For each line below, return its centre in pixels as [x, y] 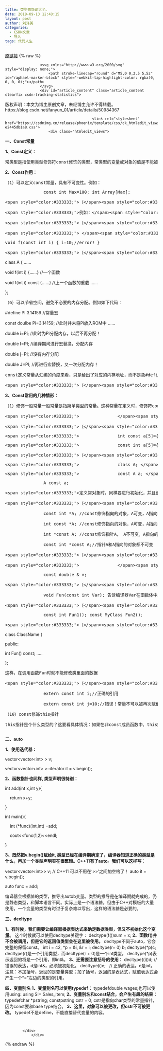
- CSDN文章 [20, 32]
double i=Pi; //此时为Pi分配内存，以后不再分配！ [53, 333]
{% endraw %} [20, 1044]
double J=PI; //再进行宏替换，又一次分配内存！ [52, 364]
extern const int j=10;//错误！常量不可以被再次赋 [100, 704]
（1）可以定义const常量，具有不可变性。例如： [53, 182]
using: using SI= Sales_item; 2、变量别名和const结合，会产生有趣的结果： [83, 994]
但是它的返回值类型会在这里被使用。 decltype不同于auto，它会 [93, 941]
